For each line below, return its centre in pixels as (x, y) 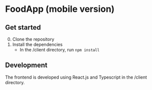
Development (26, 65)
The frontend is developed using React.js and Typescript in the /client (76, 77)
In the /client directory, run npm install (60, 50)
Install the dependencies (37, 45)
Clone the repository (33, 39)
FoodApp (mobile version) (60, 9)
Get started (23, 27)
